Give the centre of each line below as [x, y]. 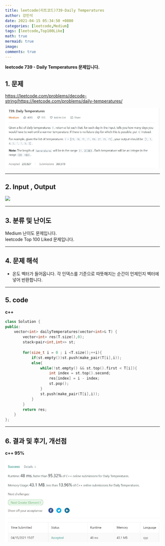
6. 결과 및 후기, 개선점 [36, 441]
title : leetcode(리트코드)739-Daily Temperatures [55, 10]
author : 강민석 [19, 15]
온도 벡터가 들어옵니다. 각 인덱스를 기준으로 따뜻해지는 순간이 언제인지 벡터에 [86, 273]
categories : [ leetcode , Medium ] [37, 26]
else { [37, 363]
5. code [17, 300]
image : [12, 47]
